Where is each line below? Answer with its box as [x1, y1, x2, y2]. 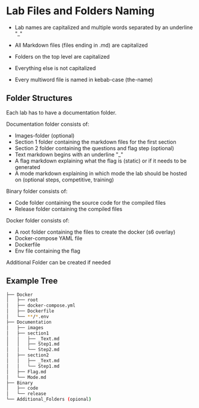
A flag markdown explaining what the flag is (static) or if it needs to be [14, 157, 187, 164]
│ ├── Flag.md [6, 369, 46, 375]
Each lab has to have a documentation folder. [6, 109, 117, 116]
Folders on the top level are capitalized [14, 53, 110, 60]
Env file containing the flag [14, 247, 81, 254]
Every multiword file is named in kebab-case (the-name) [14, 76, 153, 83]
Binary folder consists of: [6, 187, 68, 195]
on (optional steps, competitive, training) [14, 176, 114, 183]
